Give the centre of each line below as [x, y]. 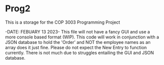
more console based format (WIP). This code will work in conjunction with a [82, 37]
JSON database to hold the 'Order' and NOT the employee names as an [78, 42]
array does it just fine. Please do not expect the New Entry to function [76, 47]
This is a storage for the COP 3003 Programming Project [62, 22]
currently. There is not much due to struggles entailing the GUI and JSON [80, 53]
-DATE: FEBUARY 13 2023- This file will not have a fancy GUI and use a [78, 32]
